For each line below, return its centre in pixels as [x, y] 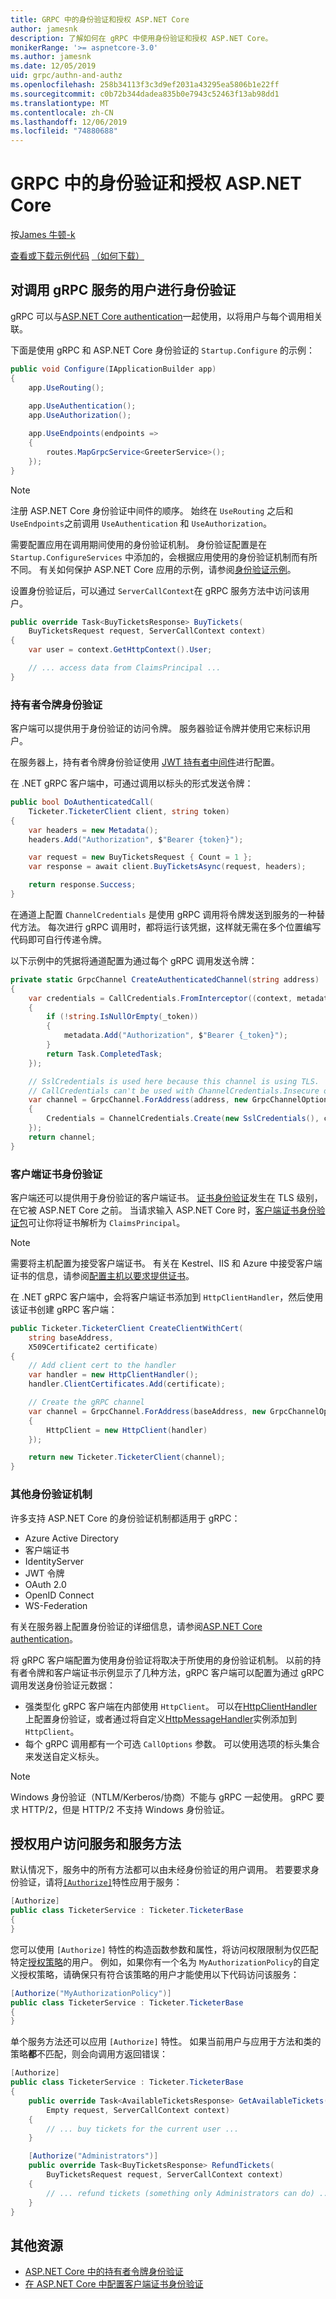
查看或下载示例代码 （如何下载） [77, 256]
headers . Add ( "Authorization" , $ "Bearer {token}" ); [136, 839]
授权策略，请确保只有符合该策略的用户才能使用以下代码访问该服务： [159, 1974]
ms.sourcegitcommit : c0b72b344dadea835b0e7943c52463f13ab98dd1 [145, 94]
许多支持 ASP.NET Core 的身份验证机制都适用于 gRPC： [125, 1518]
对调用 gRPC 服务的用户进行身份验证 [123, 290]
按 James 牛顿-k [43, 235]
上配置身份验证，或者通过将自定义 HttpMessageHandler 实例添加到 [161, 1718]
